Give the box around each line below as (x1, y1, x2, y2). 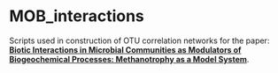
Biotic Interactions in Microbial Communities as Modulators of (9, 44, 242, 55)
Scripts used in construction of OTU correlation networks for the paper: (9, 35, 270, 46)
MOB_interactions (9, 6, 144, 26)
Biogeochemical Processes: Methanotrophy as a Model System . (9, 54, 250, 64)
